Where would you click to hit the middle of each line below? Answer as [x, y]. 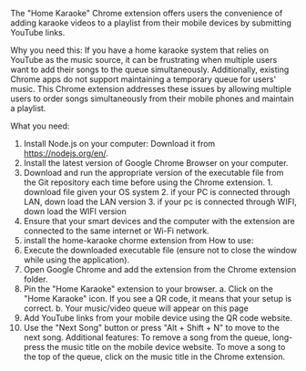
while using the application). [76, 260]
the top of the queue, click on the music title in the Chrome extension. [154, 356]
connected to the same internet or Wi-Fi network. [116, 231]
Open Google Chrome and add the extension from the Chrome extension [160, 269]
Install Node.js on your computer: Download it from [119, 144]
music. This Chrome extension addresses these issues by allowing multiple [151, 89]
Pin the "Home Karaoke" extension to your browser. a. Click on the [148, 289]
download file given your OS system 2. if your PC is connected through [157, 192]
